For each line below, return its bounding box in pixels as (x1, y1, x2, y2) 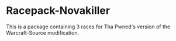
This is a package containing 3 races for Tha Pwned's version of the (6, 23, 171, 30)
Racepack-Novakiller (6, 4, 110, 17)
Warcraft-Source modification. (6, 29, 80, 36)
